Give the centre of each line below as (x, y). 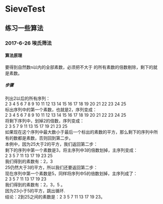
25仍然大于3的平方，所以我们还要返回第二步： (51, 167)
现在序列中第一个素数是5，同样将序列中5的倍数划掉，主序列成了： (71, 173)
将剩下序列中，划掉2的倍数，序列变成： (45, 121)
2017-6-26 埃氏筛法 (28, 43)
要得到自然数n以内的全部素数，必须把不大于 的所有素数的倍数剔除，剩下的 (79, 67)
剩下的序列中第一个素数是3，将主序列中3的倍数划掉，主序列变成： (72, 150)
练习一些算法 (24, 28)
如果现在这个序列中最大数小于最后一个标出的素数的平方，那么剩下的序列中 (79, 132)
